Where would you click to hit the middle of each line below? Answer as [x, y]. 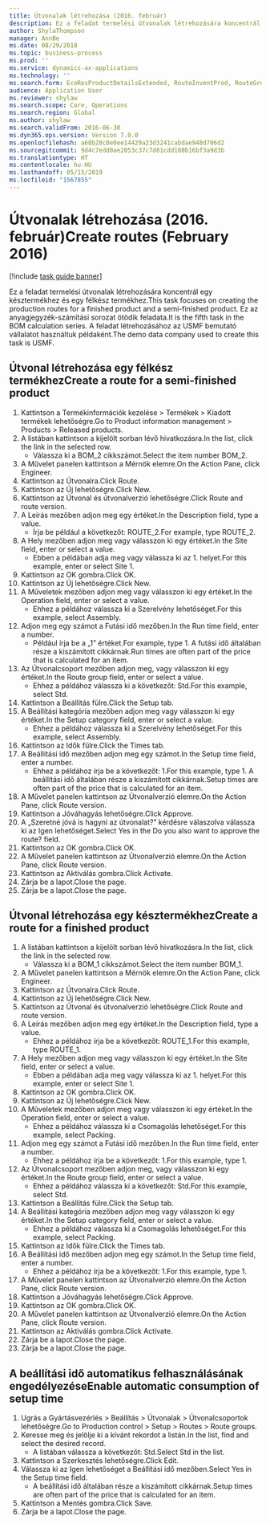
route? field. [40, 839]
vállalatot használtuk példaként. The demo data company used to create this [134, 334]
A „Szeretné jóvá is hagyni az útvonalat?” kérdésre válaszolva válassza [138, 822]
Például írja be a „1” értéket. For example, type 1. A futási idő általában [147, 642]
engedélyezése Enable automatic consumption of [134, 1386]
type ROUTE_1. [57, 1049]
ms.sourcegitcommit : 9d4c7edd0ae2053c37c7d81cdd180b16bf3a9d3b [117, 150]
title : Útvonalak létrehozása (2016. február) [88, 16]
